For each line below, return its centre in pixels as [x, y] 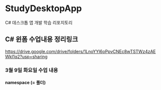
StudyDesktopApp [43, 9]
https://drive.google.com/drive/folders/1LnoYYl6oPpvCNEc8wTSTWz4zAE [80, 51]
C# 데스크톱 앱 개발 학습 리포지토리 [39, 22]
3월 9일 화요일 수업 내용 [32, 70]
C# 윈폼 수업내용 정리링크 [42, 39]
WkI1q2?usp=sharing [26, 56]
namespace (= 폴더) [25, 83]
